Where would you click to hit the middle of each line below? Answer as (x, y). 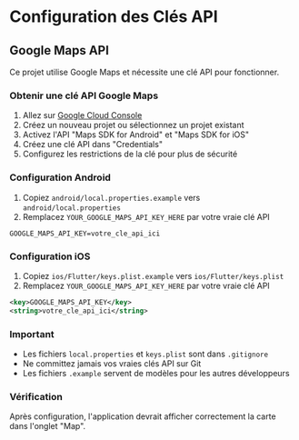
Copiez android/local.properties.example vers (111, 197)
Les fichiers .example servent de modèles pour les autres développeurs (156, 373)
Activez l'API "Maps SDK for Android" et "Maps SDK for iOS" (136, 135)
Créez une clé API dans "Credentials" (93, 145)
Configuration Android (60, 177)
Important (32, 334)
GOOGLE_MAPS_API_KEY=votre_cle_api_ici (85, 234)
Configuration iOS (50, 256)
